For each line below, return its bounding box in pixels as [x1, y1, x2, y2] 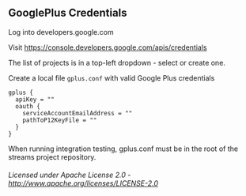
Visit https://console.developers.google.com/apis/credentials [8, 43, 207, 52]
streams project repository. [8, 152, 97, 161]
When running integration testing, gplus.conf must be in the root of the [8, 144, 239, 153]
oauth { [15, 102, 41, 110]
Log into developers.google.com [8, 27, 114, 36]
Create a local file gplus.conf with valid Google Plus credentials [8, 73, 215, 82]
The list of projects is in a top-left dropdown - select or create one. [8, 58, 225, 67]
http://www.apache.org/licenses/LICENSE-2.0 [8, 179, 159, 188]
